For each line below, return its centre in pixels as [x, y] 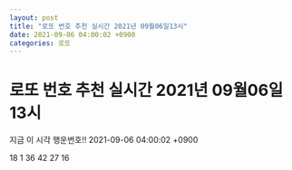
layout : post [34, 18]
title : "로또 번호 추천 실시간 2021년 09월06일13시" [99, 26]
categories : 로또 [40, 43]
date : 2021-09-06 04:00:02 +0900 [73, 34]
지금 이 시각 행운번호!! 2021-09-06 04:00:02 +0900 [104, 140]
